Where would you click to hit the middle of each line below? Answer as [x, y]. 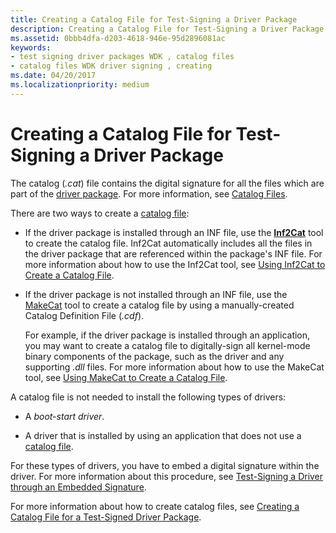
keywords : [31, 47]
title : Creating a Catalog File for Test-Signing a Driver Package [154, 19]
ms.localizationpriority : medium [80, 85]
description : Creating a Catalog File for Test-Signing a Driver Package [167, 29]
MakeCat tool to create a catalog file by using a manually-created [159, 305]
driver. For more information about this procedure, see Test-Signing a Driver [167, 476]
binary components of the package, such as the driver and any [154, 356]
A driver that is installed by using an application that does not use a [163, 435]
